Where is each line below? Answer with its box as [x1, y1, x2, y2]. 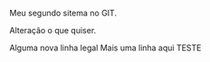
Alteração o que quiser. [9, 25, 97, 35]
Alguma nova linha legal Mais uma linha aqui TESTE [9, 42, 202, 53]
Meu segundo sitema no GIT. [9, 8, 118, 18]
